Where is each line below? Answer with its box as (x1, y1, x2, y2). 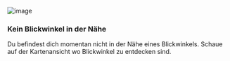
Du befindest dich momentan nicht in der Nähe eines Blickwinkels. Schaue (7, 40, 223, 48)
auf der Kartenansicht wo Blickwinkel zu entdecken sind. (7, 48, 172, 56)
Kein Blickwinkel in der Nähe (7, 24, 107, 34)
